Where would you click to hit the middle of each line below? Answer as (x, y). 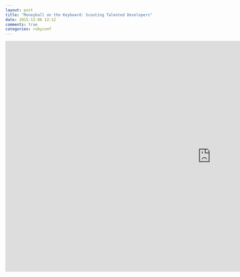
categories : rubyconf (28, 29)
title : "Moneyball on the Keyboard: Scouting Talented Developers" (79, 15)
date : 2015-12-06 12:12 (31, 19)
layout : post (19, 10)
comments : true (22, 24)
